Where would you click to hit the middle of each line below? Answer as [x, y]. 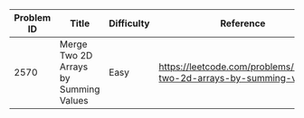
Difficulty [129, 23]
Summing [80, 89]
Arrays [74, 67]
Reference [243, 23]
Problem [33, 18]
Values [74, 100]
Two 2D [76, 55]
